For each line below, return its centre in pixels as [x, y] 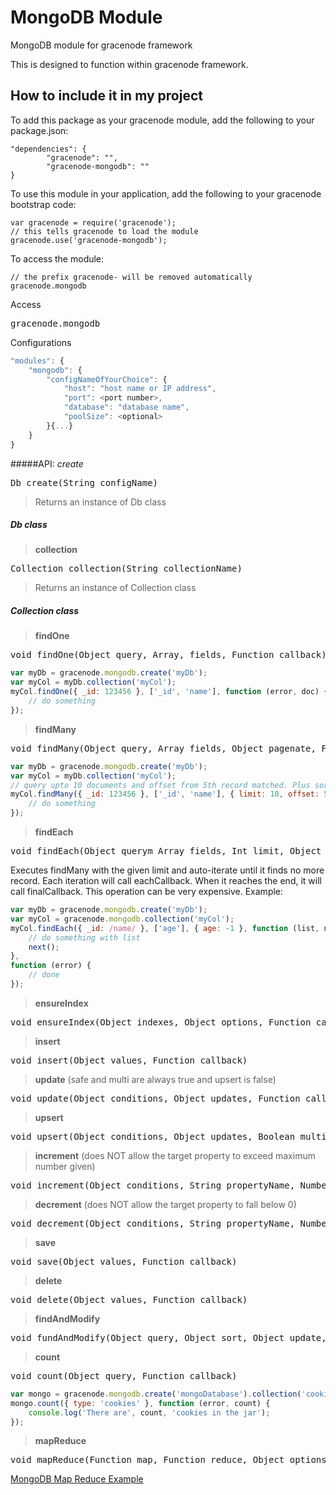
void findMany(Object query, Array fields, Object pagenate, [163, 748]
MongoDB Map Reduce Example [77, 1479]
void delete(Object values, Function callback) [129, 1299]
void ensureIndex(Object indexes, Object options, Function [161, 1022]
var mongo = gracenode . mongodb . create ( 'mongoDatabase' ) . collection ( [156, 1394]
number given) [65, 1166]
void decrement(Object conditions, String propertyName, [153, 1223]
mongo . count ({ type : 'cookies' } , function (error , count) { [140, 1403]
